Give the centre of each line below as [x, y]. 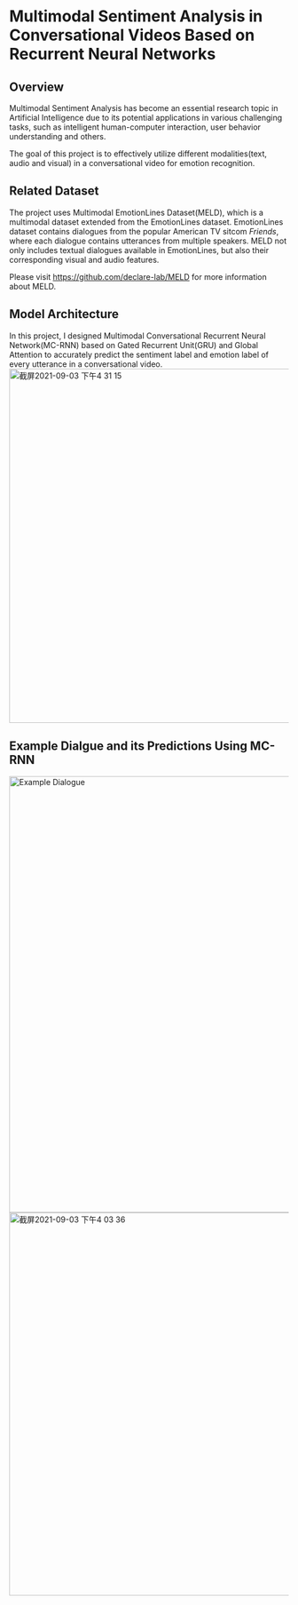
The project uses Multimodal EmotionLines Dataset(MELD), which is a [137, 212]
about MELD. [33, 286]
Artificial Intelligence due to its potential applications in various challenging [146, 118]
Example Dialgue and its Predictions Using [129, 747]
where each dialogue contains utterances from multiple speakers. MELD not [148, 241]
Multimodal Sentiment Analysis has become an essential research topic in [144, 108]
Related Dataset [54, 191]
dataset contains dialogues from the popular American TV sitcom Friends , [144, 231]
